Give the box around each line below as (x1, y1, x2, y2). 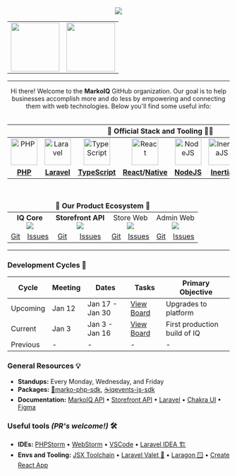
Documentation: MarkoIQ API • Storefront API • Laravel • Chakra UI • (17, 395, 221, 404)
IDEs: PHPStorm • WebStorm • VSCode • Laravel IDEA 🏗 (17, 440, 186, 448)
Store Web (112, 213, 148, 222)
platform (165, 308, 194, 318)
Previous (11, 339, 40, 349)
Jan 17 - (87, 299, 118, 309)
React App (17, 460, 49, 469)
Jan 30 (87, 308, 111, 318)
